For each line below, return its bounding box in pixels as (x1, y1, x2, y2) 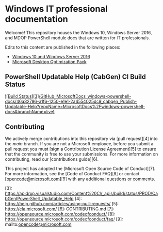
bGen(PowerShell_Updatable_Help (5, 195, 74, 201)
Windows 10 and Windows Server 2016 (12, 53, 91, 59)
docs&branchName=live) (5, 108, 55, 114)
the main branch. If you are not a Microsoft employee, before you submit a (5, 140, 154, 146)
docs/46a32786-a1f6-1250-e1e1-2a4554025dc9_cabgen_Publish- (5, 98, 137, 104)
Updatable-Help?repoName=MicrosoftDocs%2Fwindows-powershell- (5, 103, 145, 109)
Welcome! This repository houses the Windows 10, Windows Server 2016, (5, 30, 152, 35)
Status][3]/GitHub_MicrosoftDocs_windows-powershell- (18, 93, 131, 99)
